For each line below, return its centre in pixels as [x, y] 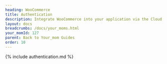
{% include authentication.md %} [39, 56]
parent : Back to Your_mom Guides [40, 38]
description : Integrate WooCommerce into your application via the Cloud [84, 19]
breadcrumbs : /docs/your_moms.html [42, 28]
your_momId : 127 [22, 33]
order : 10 [15, 42]
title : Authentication [29, 14]
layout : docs [19, 24]
